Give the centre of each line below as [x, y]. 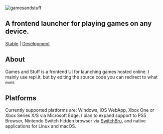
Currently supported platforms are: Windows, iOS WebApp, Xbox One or [80, 110]
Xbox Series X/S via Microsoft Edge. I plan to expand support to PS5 [76, 115]
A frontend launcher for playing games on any [78, 23]
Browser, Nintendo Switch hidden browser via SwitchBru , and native [76, 121]
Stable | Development [28, 43]
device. [17, 31]
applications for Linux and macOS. [41, 126]
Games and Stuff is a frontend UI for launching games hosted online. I [77, 72]
